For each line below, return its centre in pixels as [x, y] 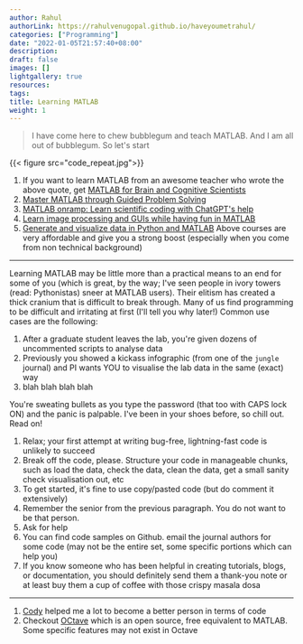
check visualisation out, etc [73, 480]
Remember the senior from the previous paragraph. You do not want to [154, 509]
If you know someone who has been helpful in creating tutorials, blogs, [154, 566]
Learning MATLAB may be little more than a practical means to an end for [146, 274]
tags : [19, 93]
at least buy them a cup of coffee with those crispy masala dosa [142, 585]
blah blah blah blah [58, 387]
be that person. [50, 518]
